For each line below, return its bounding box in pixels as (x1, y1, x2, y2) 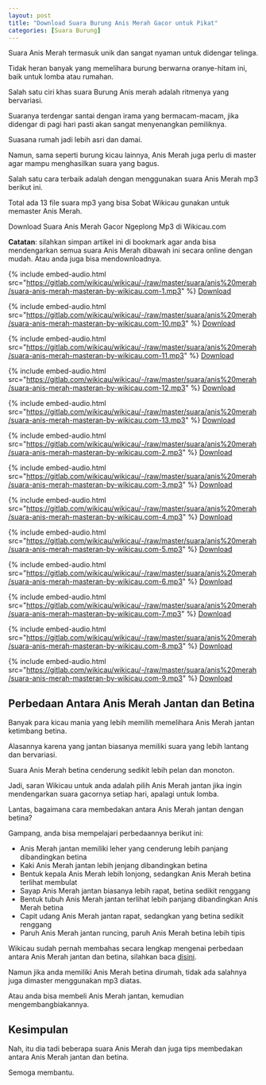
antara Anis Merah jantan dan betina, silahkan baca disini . (8, 952, 197, 962)
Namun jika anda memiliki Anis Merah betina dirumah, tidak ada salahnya (8, 967, 248, 977)
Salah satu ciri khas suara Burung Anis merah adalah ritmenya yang (8, 87, 229, 97)
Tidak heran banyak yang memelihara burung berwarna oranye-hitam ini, (8, 64, 248, 73)
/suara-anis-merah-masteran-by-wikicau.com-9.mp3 (8, 674, 183, 683)
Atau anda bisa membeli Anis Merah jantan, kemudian (8, 991, 184, 1001)
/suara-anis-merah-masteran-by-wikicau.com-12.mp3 (8, 383, 186, 393)
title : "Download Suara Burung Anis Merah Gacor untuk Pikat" (8, 19, 218, 27)
